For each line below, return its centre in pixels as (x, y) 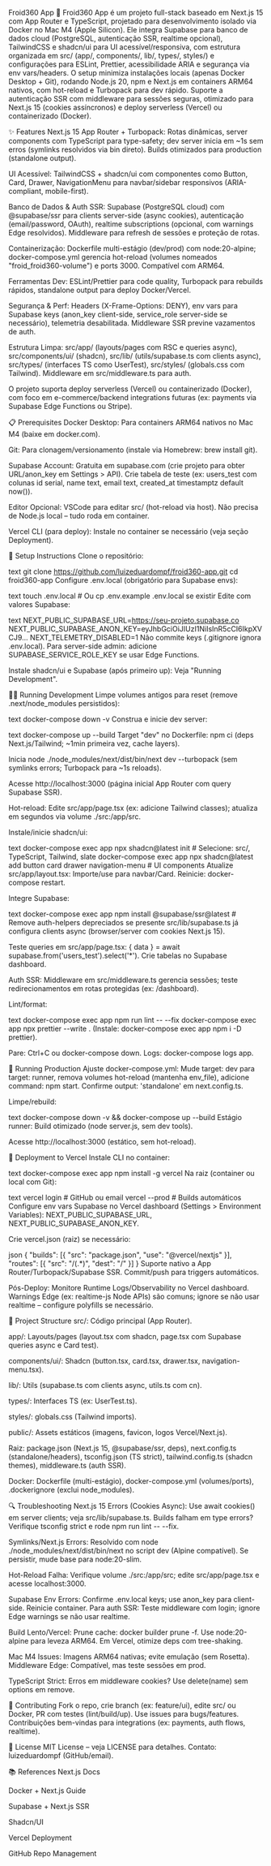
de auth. (22, 332)
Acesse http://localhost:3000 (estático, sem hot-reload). (102, 1142)
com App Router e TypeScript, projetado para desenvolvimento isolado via (132, 21)
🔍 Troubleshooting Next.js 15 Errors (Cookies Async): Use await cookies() (132, 1506)
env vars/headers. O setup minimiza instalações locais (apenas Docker (127, 73)
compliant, (26, 191)
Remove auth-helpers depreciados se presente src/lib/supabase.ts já (123, 922)
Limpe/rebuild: (32, 1101)
